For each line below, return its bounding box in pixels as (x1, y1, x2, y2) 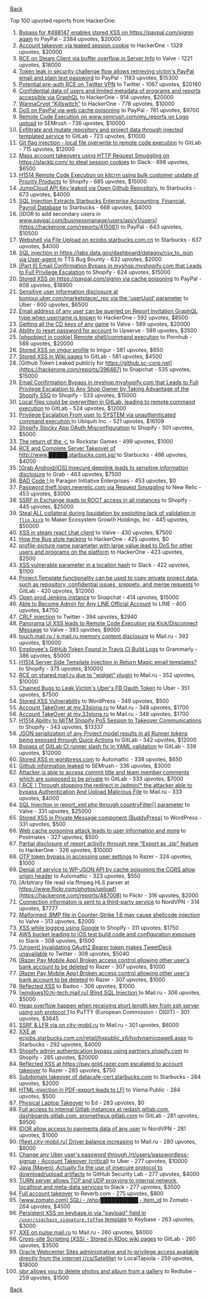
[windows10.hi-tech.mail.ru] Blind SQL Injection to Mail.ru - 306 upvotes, (18, 989, 201, 996)
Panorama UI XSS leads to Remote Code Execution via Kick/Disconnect (18, 620, 198, 627)
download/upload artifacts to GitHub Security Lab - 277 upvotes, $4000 (18, 1170, 200, 1178)
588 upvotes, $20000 (18, 340, 74, 347)
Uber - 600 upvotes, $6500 (18, 301, 88, 308)
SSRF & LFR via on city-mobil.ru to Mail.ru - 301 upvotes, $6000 (18, 1022, 179, 1028)
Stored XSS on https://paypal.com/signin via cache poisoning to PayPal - (18, 275, 202, 282)
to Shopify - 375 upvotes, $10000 (18, 665, 103, 672)
